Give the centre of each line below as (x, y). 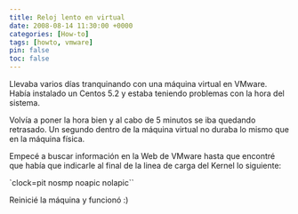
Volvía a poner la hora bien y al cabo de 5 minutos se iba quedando (133, 120)
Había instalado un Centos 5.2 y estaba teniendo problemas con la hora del (147, 93)
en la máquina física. (47, 139)
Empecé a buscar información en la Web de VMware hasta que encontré (142, 156)
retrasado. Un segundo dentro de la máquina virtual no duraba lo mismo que (149, 129)
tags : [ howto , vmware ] (51, 42)
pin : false (29, 51)
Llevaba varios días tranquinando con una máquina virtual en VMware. (138, 84)
